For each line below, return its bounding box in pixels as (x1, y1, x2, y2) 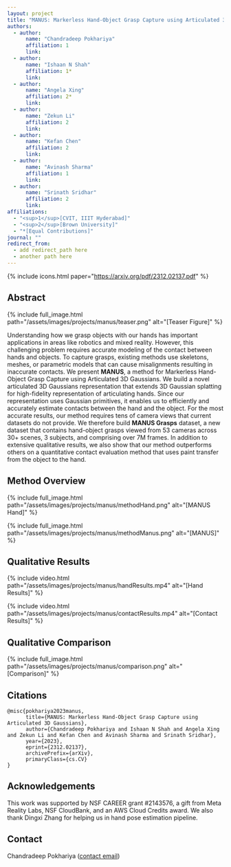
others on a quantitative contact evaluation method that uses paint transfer (7, 448, 219, 456)
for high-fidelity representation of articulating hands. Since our (7, 389, 185, 398)
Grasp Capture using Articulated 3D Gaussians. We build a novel (27, 374, 210, 383)
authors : (7, 23, 32, 30)
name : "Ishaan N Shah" (25, 61, 91, 68)
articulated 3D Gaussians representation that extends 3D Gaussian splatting (7, 382, 222, 390)
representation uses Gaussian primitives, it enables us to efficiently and (7, 396, 210, 405)
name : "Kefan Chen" (25, 138, 81, 145)
